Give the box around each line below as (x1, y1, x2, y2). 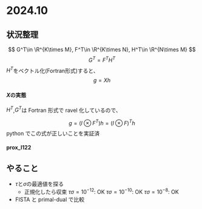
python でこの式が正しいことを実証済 (6, 129, 100, 137)
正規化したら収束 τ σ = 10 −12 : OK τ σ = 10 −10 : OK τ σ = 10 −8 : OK (24, 187, 179, 195)
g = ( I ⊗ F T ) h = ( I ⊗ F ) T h (69, 118, 135, 126)
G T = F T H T (88, 55, 116, 64)
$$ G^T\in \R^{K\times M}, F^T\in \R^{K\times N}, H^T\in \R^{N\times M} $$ (8, 46, 196, 53)
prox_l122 (6, 144, 32, 151)
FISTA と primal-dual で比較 (15, 196, 85, 203)
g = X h (93, 77, 111, 84)
